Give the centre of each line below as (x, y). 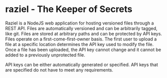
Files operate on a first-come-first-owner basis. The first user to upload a (81, 39)
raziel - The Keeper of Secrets (69, 9)
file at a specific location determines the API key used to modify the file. (79, 44)
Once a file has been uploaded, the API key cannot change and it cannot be (83, 49)
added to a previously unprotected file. (45, 55)
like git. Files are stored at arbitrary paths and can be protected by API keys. (83, 33)
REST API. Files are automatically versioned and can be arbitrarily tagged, (81, 28)
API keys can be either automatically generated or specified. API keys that (82, 64)
